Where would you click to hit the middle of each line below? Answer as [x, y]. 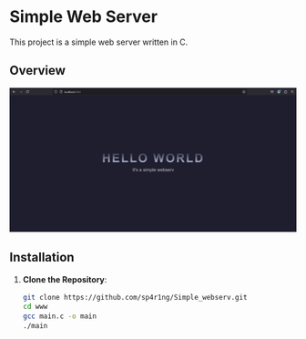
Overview [38, 71]
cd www [35, 307]
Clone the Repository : [65, 279]
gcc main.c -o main [60, 316]
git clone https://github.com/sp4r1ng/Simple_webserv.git [135, 297]
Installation [42, 257]
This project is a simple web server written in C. [99, 42]
